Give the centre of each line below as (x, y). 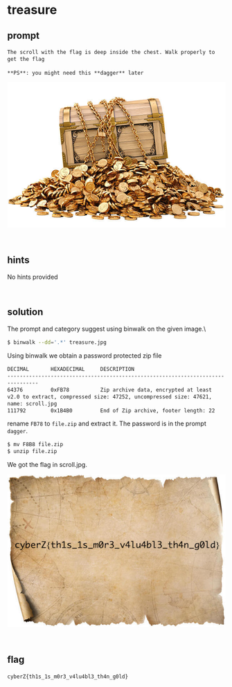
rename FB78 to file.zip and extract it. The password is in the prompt (107, 423)
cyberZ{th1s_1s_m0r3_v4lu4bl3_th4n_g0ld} (68, 677)
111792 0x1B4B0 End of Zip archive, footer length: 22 (111, 410)
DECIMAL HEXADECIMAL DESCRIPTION (71, 369)
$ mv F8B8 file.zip (35, 444)
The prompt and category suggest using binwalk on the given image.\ (107, 329)
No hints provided (33, 277)
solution (25, 312)
